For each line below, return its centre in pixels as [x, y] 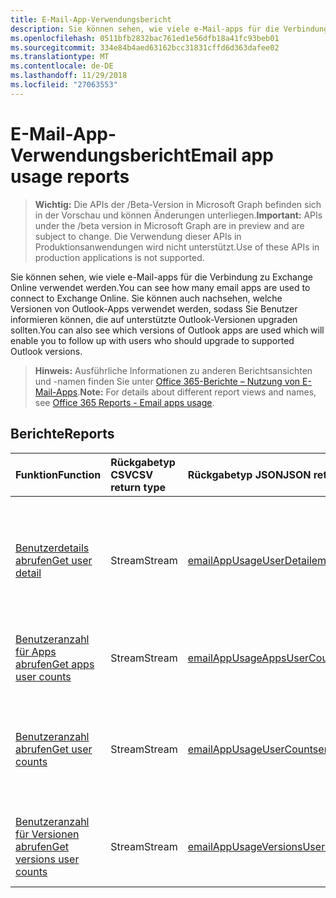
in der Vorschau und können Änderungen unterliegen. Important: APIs [178, 215]
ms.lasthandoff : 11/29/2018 [69, 76]
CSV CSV [132, 474]
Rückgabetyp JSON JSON [249, 474]
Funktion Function [58, 474]
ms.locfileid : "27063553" [64, 85]
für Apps [36, 651]
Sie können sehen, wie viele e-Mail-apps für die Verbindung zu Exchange [161, 277]
